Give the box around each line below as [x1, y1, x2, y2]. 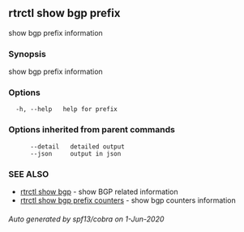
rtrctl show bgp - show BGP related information [19, 187, 178, 196]
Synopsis [8, 48, 46, 59]
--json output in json [29, 149, 122, 157]
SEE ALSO [8, 168, 49, 179]
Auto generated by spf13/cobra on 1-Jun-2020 [8, 214, 165, 224]
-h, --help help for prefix [15, 105, 118, 114]
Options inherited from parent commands [8, 124, 176, 135]
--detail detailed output [29, 142, 126, 151]
